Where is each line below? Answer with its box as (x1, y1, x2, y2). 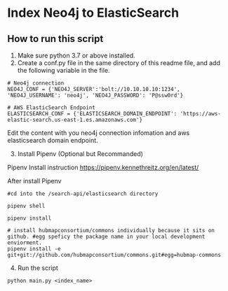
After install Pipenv (7, 177, 62, 185)
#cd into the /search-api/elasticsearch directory (7, 190, 159, 197)
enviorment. (7, 239, 42, 246)
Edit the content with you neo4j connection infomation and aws (7, 129, 190, 137)
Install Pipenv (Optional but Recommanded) (17, 150, 144, 158)
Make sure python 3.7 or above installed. (17, 51, 135, 59)
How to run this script (7, 33, 104, 45)
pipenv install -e (7, 246, 61, 253)
